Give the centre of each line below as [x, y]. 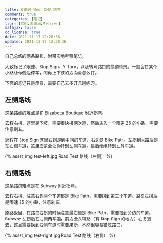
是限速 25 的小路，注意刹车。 [35, 202]
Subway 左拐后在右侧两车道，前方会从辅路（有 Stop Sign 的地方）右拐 [76, 219]
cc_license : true [23, 32]
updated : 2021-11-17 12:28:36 [36, 42]
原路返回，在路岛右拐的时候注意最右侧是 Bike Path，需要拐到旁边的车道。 [79, 213]
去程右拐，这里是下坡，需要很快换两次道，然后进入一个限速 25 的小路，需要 [81, 123]
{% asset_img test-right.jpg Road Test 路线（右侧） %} [60, 235]
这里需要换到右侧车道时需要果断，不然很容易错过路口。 [69, 225]
